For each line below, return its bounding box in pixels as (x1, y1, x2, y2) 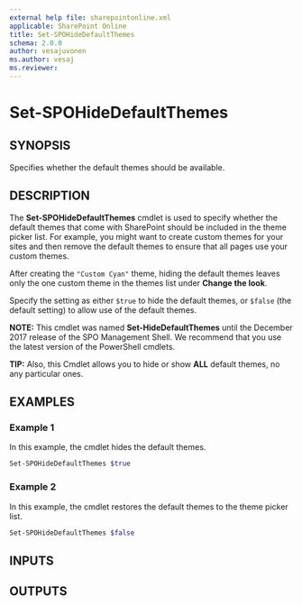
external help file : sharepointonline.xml (9, 13, 171, 23)
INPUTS (9, 553, 54, 568)
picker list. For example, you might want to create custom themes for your (9, 231, 284, 242)
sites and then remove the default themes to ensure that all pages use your (9, 241, 288, 252)
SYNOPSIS (9, 138, 71, 153)
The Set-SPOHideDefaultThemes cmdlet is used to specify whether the (9, 212, 278, 223)
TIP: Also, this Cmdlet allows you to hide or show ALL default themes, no (9, 358, 280, 370)
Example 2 (9, 481, 57, 493)
